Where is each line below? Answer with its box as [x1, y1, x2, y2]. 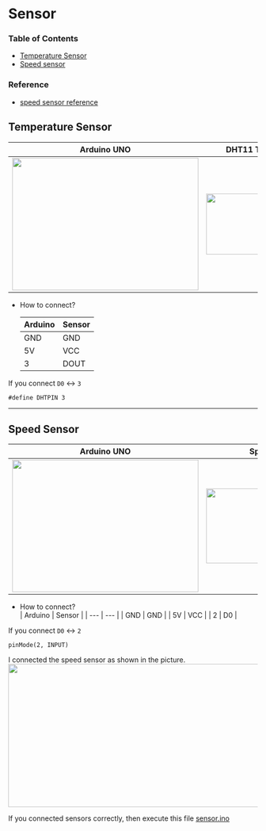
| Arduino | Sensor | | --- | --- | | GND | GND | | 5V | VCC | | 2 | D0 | [19, 611, 237, 620]
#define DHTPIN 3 [8, 393, 66, 401]
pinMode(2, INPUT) [8, 641, 69, 649]
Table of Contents [8, 33, 79, 44]
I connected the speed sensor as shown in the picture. [8, 655, 186, 664]
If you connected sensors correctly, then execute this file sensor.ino [8, 814, 230, 823]
